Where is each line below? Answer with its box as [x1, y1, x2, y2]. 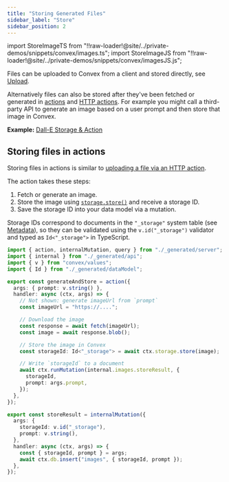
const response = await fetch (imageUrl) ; [19, 322, 140, 329]
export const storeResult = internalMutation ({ [7, 411, 146, 418]
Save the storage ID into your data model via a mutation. [17, 205, 177, 213]
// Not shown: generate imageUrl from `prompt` [19, 297, 158, 304]
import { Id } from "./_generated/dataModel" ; [7, 266, 143, 273]
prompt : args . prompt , [25, 379, 88, 386]
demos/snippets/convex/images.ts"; [7, 49, 110, 57]
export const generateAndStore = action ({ [7, 278, 131, 285]
